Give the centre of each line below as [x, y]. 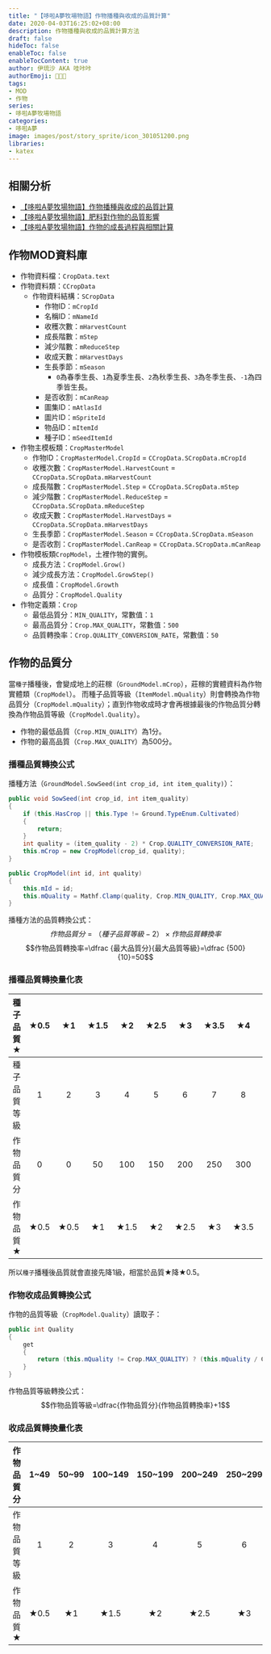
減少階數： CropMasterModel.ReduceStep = [100, 497]
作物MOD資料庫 [48, 255]
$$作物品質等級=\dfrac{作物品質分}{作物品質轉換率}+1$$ [135, 1405]
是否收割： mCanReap [76, 397]
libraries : [27, 143]
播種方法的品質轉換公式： [51, 920]
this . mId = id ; [48, 888]
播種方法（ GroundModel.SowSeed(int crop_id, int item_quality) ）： [122, 784]
